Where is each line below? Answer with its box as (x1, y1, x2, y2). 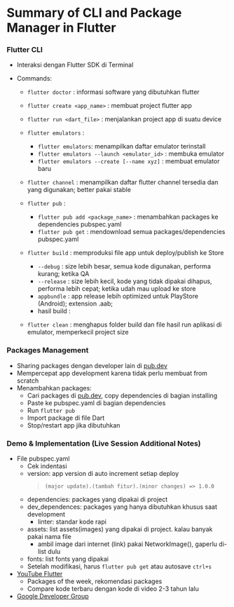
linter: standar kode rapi (37, 517, 106, 526)
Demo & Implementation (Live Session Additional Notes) (6, 438, 201, 448)
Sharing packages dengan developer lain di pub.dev (16, 361, 167, 369)
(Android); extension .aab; (37, 299, 113, 308)
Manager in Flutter (6, 20, 116, 36)
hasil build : (37, 307, 71, 315)
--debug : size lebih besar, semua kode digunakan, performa (37, 262, 211, 271)
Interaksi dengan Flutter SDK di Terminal (16, 61, 134, 69)
